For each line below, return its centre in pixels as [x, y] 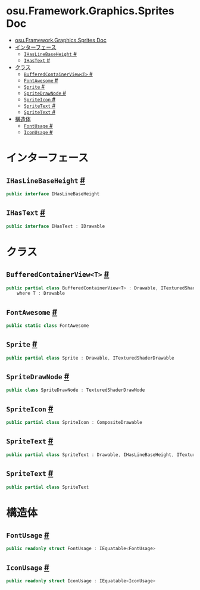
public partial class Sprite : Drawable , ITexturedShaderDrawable [90, 358]
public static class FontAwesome [48, 326]
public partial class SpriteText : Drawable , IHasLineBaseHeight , [90, 455]
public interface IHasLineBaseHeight [53, 194]
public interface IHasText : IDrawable [56, 226]
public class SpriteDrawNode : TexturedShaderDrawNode [76, 390]
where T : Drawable [41, 294]
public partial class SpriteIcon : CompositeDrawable [74, 423]
